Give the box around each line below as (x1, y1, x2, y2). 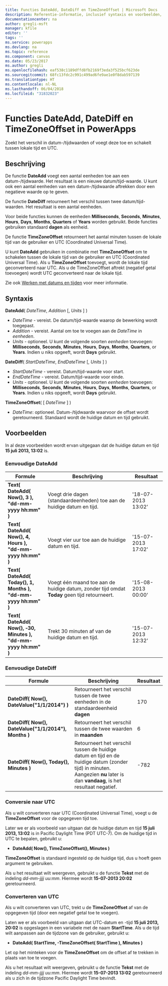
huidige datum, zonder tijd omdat (47, 585, 125, 592)
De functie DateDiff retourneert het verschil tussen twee (5, 199, 121, 205)
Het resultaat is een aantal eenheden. (25, 204, 102, 210)
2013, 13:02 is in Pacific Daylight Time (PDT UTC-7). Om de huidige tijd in (5, 830, 157, 836)
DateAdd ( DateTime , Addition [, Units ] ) (5, 307, 87, 313)
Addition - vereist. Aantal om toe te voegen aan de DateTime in (12, 328, 142, 334)
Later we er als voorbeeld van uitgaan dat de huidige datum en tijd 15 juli (5, 825, 155, 831)
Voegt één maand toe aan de (47, 579, 115, 586)
